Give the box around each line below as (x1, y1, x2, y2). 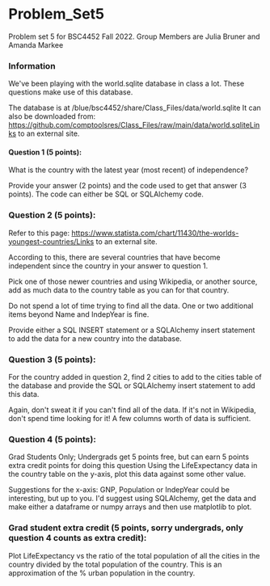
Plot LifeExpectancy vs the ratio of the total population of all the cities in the (8, 550, 260, 560)
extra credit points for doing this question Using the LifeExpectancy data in (8, 461, 258, 470)
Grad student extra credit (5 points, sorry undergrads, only (8, 522, 244, 533)
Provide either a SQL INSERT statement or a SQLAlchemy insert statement (8, 325, 255, 335)
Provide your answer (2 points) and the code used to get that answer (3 (8, 181, 247, 191)
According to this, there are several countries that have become (8, 252, 221, 262)
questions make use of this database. (8, 87, 133, 97)
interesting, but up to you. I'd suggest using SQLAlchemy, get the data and (8, 494, 257, 504)
